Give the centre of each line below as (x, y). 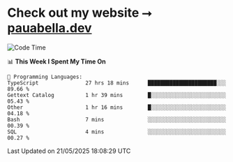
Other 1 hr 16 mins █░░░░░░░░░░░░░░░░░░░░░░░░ (117, 107)
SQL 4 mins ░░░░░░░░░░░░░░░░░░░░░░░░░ (117, 132)
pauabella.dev (50, 28)
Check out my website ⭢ (80, 13)
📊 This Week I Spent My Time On (57, 61)
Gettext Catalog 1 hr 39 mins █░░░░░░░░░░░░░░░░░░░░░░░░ (117, 95)
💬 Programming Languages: (45, 77)
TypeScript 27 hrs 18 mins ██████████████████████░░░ (117, 83)
